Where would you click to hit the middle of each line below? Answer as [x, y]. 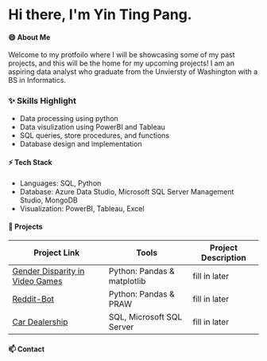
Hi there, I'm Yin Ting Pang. [100, 15]
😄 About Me [29, 37]
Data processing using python [69, 118]
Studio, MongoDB [48, 200]
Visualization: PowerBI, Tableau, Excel [82, 208]
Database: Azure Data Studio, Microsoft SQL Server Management [127, 191]
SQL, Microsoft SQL [145, 317]
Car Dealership [40, 322]
